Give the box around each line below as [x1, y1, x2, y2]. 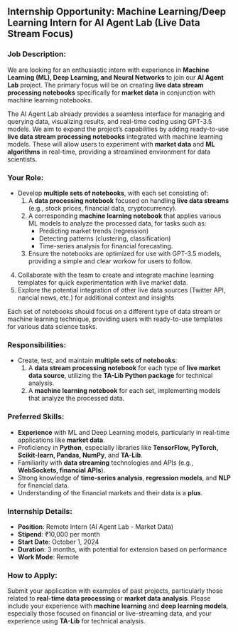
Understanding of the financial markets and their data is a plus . [17, 488, 203, 497]
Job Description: [7, 49, 66, 59]
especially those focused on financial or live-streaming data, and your [7, 609, 212, 618]
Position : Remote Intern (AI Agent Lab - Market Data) [17, 522, 174, 531]
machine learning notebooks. [7, 95, 93, 104]
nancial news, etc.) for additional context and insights [17, 293, 175, 302]
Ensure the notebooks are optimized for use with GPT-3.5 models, [28, 249, 222, 258]
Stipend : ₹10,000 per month [17, 530, 101, 538]
